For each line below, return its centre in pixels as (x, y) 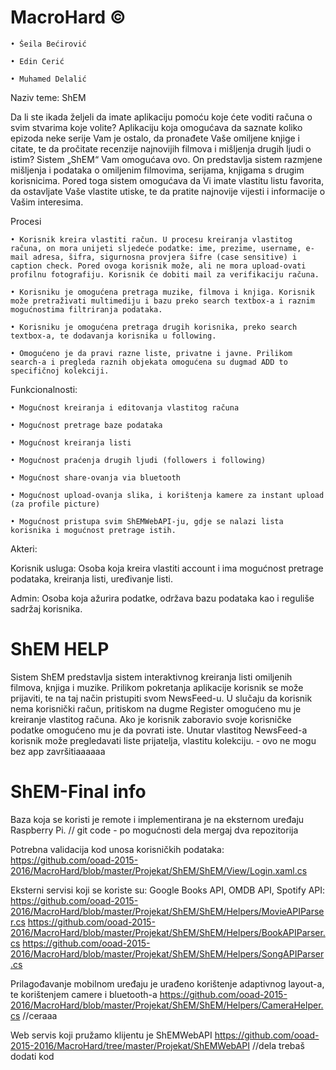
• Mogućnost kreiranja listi (71, 442)
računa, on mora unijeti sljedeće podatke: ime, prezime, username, (156, 248)
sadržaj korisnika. (46, 608)
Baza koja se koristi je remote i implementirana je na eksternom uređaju (157, 819)
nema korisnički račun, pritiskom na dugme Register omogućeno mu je (156, 708)
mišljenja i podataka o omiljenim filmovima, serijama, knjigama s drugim (157, 170)
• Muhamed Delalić (48, 79)
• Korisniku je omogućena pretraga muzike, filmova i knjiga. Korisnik (162, 292)
